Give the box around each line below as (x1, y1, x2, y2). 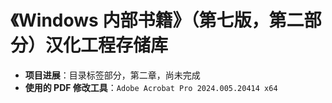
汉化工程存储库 (45, 34, 169, 57)
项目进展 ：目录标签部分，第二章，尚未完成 (24, 69, 201, 81)
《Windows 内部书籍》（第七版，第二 (10, 9, 305, 32)
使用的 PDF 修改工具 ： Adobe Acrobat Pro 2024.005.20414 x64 (24, 81, 278, 93)
